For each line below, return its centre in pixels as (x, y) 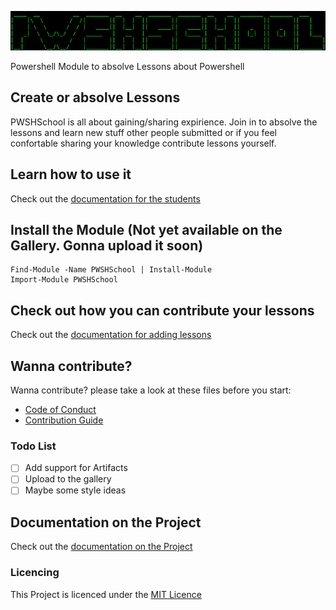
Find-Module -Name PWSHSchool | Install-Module (111, 270)
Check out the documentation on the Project (101, 547)
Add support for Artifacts (76, 468)
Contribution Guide (64, 420)
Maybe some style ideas (75, 490)
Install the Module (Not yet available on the (146, 230)
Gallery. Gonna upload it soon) (107, 246)
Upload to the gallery (68, 479)
